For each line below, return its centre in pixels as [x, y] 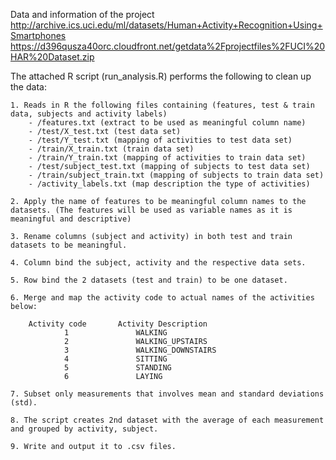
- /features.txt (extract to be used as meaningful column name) [167, 123]
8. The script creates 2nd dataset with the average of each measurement [167, 420]
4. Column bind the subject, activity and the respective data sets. [158, 263]
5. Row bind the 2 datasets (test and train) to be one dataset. [149, 280]
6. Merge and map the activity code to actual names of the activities [162, 298]
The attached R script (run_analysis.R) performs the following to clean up [161, 76]
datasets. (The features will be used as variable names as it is [151, 210]
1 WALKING [115, 333]
